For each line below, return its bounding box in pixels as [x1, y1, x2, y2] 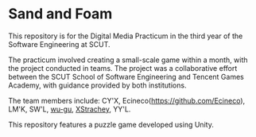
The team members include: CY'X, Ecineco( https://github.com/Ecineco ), [8, 96, 246, 105]
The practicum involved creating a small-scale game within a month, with [8, 55, 248, 65]
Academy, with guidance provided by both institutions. [8, 80, 187, 90]
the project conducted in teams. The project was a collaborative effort [8, 63, 238, 72]
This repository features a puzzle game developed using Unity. [8, 119, 215, 129]
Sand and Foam [8, 5, 113, 23]
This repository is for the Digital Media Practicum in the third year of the [8, 31, 243, 41]
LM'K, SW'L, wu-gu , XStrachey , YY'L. [8, 104, 131, 114]
